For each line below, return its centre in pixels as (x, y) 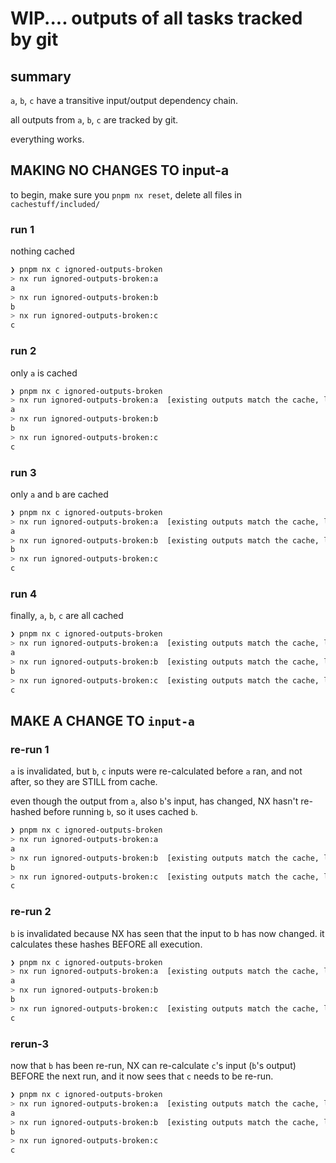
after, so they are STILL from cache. (84, 782)
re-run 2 (31, 912)
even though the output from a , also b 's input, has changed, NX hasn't (154, 801)
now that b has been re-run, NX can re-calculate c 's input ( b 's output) (153, 1066)
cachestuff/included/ (55, 204)
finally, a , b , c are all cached (67, 616)
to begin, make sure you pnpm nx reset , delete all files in (126, 194)
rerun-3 (30, 1044)
